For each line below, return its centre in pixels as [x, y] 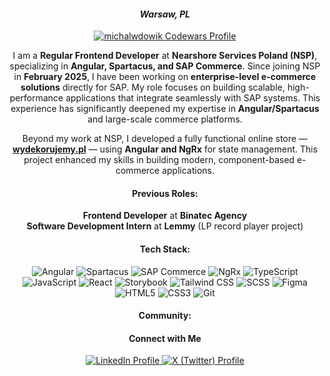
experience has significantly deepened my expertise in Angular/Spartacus [165, 109]
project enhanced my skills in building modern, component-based [159, 160]
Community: [165, 316]
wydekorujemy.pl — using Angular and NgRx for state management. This [165, 149]
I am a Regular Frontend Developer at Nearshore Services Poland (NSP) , [165, 56]
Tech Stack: [165, 249]
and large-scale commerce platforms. [165, 119]
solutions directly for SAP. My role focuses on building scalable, [153, 87]
